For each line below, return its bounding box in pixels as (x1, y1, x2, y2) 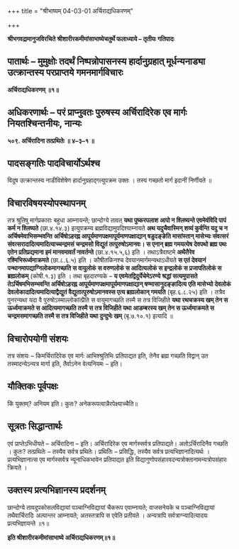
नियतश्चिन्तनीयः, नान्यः (7, 118, 82, 130)
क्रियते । (7, 463, 28, 472)
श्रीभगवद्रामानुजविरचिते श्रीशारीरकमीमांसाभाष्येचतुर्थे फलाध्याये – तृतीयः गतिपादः (7, 35, 175, 43)
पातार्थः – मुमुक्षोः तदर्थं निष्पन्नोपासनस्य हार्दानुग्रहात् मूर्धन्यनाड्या (7, 55, 206, 67)
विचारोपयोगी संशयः (7, 333, 69, 345)
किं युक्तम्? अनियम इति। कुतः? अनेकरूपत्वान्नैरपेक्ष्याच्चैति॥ (7, 399, 138, 408)
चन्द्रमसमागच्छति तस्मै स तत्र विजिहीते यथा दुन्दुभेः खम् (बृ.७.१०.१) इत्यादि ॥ (7, 312, 174, 321)
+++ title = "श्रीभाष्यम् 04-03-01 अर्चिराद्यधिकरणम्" (7, 7, 133, 15)
